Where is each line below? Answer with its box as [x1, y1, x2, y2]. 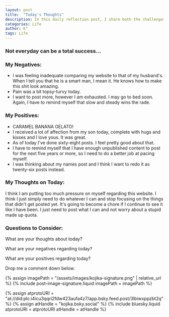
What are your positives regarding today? [5, 255, 91, 261]
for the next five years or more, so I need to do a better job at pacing [12, 150, 155, 156]
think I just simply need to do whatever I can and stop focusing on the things [5, 195, 163, 202]
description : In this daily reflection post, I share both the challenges [5, 17, 165, 22]
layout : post [5, 7, 33, 13]
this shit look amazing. [12, 83, 59, 89]
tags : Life [5, 31, 28, 36]
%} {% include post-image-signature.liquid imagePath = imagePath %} [5, 281, 152, 287]
